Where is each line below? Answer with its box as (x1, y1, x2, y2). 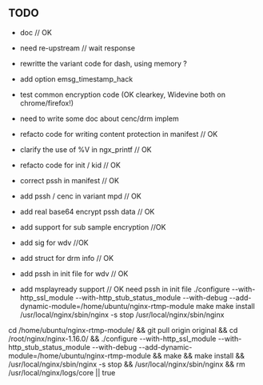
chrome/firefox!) (19, 98, 74, 107)
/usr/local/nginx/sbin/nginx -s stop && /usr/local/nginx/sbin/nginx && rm (8, 359, 245, 369)
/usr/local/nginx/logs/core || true (8, 367, 116, 377)
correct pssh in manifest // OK (19, 175, 120, 185)
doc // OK (19, 27, 52, 37)
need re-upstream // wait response (19, 43, 136, 53)
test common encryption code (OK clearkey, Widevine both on (19, 90, 226, 99)
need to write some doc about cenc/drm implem (19, 114, 179, 123)
